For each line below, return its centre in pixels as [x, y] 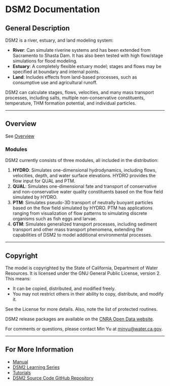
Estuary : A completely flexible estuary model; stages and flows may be [87, 66]
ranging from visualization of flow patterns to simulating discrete [80, 213]
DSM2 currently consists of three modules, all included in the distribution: [82, 160]
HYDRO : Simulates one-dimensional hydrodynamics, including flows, [84, 170]
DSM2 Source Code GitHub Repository [53, 378]
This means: [18, 278]
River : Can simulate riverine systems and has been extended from [81, 50]
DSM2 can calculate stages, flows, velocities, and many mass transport [80, 92]
